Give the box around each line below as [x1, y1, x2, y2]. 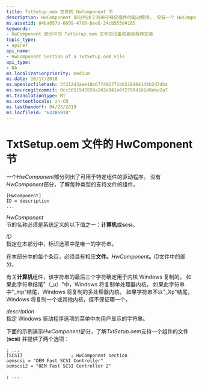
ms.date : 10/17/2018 [6, 76, 58, 82]
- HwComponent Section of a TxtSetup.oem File [6, 54, 125, 60]
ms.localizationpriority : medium [6, 70, 90, 76]
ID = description [6, 198, 50, 205]
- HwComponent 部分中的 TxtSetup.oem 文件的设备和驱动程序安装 [6, 31, 153, 37]
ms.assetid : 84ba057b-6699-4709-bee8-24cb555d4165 [6, 20, 136, 26]
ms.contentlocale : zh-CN [6, 98, 69, 104]
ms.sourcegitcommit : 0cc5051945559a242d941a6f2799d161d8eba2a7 [6, 87, 168, 93]
